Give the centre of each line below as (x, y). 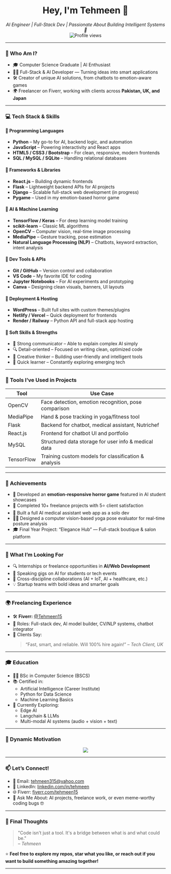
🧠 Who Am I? (21, 53)
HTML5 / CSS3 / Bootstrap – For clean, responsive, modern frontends (86, 153)
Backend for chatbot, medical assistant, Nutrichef (100, 425)
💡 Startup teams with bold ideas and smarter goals (66, 584)
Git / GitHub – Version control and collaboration (62, 270)
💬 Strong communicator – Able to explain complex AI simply (75, 344)
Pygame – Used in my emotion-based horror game (66, 197)
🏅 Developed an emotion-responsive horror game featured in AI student (89, 494)
